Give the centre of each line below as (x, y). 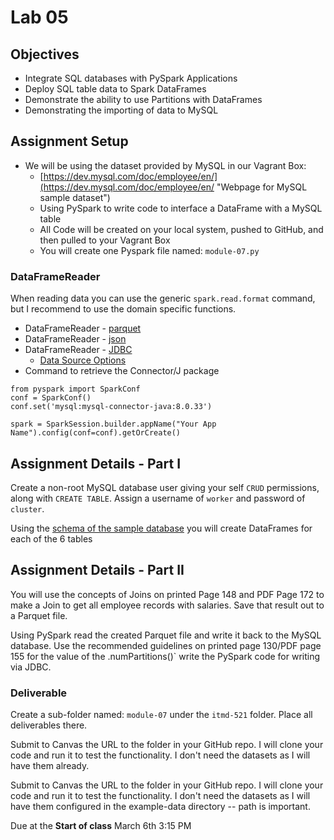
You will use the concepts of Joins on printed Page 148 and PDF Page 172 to (167, 594)
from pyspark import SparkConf (75, 389)
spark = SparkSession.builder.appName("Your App (113, 424)
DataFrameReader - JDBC (78, 350)
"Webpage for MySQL (262, 187)
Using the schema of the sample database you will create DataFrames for (161, 528)
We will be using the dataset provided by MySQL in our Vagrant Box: (165, 165)
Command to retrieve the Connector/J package (122, 371)
